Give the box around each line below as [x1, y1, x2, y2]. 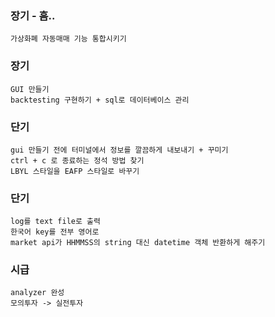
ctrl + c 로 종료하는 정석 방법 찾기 [10, 155, 145, 166]
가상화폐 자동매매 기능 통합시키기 [10, 34, 127, 44]
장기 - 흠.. [10, 8, 56, 22]
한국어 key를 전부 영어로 [10, 227, 100, 237]
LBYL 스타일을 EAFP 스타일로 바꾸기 [10, 166, 140, 176]
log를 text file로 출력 [10, 217, 101, 227]
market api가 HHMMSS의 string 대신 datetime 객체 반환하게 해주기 [10, 238, 266, 248]
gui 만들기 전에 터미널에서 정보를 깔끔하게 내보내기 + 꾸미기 [10, 145, 229, 155]
